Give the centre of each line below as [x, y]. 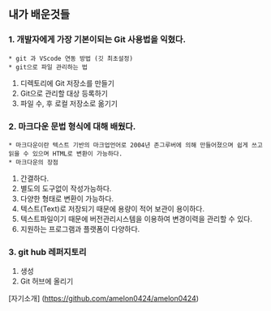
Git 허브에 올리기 [47, 281]
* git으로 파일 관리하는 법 [48, 67]
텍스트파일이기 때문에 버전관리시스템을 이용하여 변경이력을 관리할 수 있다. [136, 219]
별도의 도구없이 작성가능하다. [66, 188]
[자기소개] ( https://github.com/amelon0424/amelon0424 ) [104, 299]
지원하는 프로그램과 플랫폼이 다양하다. [80, 228]
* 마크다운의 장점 [34, 162]
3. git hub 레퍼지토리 [47, 252]
